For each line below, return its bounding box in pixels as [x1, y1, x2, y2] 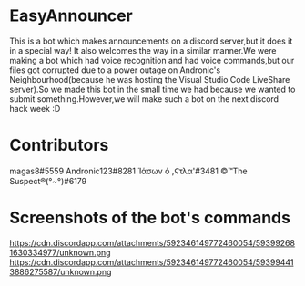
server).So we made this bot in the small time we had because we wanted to [9, 84, 296, 94]
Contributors [9, 135, 109, 155]
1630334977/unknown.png [9, 247, 111, 258]
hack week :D [9, 103, 61, 113]
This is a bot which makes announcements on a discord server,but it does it [9, 35, 293, 46]
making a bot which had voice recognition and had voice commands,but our [9, 54, 295, 65]
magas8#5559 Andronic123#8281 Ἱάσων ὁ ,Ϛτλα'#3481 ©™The [9, 165, 248, 176]
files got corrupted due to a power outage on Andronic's [9, 64, 221, 75]
